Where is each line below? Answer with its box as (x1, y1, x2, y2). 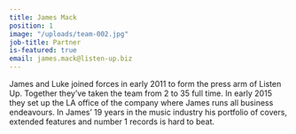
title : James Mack (9, 12, 77, 22)
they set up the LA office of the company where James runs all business (9, 98, 274, 107)
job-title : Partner (9, 37, 82, 47)
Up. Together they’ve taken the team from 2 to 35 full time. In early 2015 (9, 88, 273, 99)
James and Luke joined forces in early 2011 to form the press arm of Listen (9, 79, 282, 89)
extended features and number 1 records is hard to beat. (9, 116, 215, 127)
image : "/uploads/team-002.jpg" (9, 29, 129, 38)
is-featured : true (9, 46, 77, 55)
